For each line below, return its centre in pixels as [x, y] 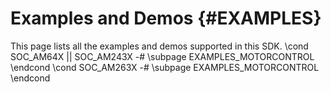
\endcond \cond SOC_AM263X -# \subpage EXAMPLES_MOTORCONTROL [165, 67]
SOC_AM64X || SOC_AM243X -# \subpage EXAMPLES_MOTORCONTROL [162, 56]
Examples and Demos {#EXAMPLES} [166, 18]
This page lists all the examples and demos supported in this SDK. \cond [159, 46]
